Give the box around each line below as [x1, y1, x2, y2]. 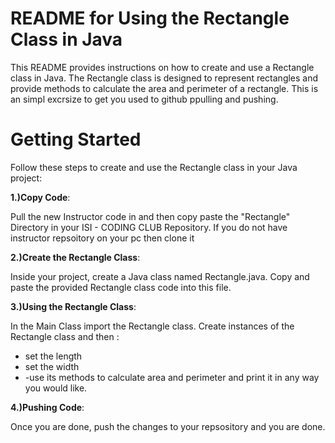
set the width [24, 360, 80, 372]
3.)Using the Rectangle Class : [10, 300, 137, 312]
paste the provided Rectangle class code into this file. [10, 281, 232, 293]
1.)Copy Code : [10, 191, 71, 203]
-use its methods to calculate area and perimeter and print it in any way [24, 371, 320, 383]
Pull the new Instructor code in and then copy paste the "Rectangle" [10, 210, 291, 222]
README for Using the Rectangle [10, 7, 290, 30]
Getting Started [10, 128, 142, 151]
